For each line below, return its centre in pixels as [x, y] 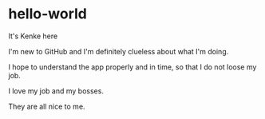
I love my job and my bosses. [56, 91]
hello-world [48, 14]
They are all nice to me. [47, 106]
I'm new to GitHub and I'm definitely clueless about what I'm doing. [119, 51]
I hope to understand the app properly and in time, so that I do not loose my [132, 67]
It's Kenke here [33, 36]
